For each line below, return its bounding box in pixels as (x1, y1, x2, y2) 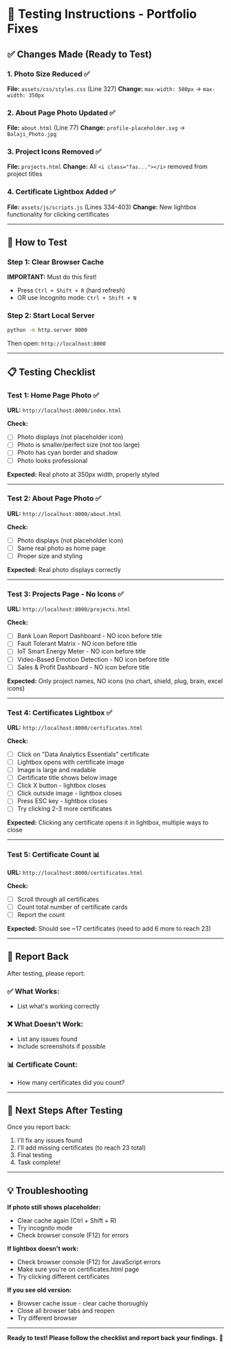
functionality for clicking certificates (7, 210, 109, 218)
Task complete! (16, 1159, 61, 1167)
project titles (7, 170, 43, 178)
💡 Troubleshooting (7, 1185, 89, 1197)
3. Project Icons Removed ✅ (7, 147, 102, 157)
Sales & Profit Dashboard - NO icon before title (16, 662, 150, 671)
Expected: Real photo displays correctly (7, 566, 122, 574)
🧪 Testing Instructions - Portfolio (7, 6, 197, 22)
